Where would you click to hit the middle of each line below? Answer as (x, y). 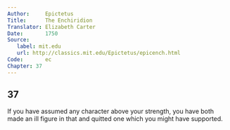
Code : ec (30, 60)
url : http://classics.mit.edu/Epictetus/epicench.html (98, 53)
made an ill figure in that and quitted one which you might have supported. (115, 119)
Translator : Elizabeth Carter (52, 27)
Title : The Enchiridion (50, 20)
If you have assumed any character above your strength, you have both (111, 111)
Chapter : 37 (25, 66)
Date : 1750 (33, 33)
